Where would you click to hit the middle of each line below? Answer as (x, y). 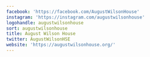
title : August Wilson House (41, 34)
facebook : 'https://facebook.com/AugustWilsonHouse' (73, 12)
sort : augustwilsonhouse (37, 28)
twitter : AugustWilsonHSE (38, 39)
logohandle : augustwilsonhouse (45, 23)
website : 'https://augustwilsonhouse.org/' (61, 45)
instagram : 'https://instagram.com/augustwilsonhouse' (76, 17)
